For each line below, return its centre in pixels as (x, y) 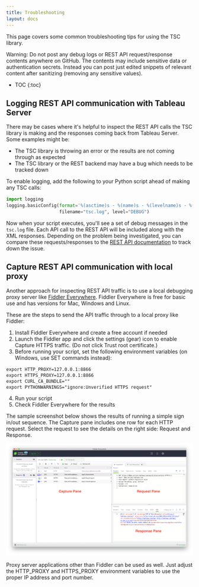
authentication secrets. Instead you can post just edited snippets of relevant (99, 67)
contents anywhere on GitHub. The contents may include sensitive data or (97, 61)
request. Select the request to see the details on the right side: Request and (98, 429)
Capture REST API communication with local (89, 267)
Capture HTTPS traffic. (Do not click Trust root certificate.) (86, 345)
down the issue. (25, 248)
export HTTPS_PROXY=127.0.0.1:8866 (50, 375)
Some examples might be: (38, 139)
